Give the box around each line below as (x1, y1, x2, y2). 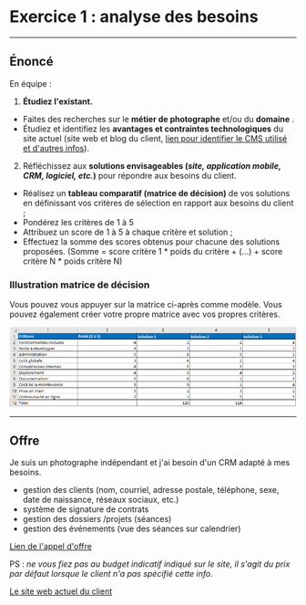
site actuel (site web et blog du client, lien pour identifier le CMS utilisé (22, 132, 288, 143)
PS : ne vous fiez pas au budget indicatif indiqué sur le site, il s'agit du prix (9, 558, 291, 569)
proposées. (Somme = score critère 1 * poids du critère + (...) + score (22, 245, 283, 256)
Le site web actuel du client (9, 586, 113, 597)
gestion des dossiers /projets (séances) (22, 514, 172, 525)
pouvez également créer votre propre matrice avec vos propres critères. (9, 308, 280, 320)
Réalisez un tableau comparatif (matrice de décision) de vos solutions (22, 187, 291, 198)
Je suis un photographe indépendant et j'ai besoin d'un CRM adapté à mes (9, 457, 291, 468)
